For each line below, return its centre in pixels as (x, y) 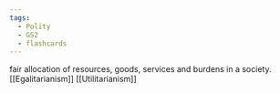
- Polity (34, 26)
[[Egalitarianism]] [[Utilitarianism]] (73, 79)
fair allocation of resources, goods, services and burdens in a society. (140, 69)
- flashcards (42, 43)
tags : (20, 18)
